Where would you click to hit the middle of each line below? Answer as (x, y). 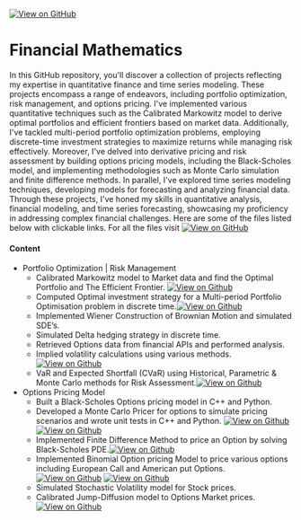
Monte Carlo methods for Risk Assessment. (116, 383)
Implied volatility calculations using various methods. (133, 354)
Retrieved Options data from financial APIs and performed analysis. (160, 345)
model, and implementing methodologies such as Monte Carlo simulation (144, 170)
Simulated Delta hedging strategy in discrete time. (128, 335)
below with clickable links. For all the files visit (94, 227)
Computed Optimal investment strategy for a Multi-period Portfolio (159, 297)
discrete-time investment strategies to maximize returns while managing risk (151, 141)
